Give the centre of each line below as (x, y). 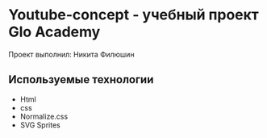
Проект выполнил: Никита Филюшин (71, 54)
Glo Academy (54, 32)
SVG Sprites (40, 125)
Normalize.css (44, 116)
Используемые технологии (81, 79)
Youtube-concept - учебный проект (134, 15)
